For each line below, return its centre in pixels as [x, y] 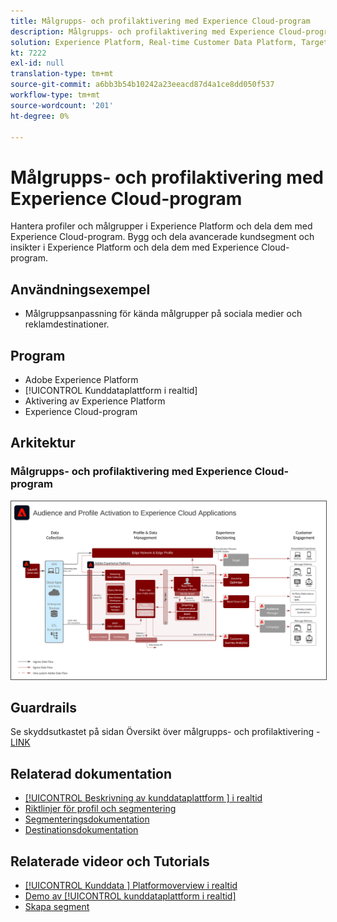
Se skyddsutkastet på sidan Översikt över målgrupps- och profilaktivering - [165, 732]
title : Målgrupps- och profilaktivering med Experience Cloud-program [160, 21]
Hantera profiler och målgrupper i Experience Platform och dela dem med [161, 226]
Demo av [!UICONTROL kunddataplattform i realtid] [130, 896]
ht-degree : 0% [40, 116]
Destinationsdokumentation [81, 830]
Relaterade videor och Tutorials [110, 861]
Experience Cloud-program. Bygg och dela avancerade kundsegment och [162, 237]
